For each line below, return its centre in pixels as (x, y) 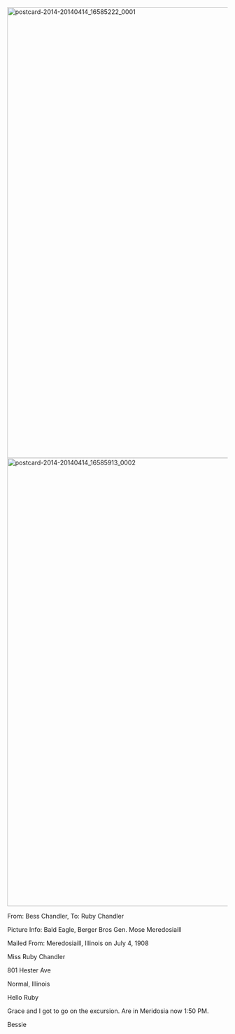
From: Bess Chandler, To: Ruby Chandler (66, 916)
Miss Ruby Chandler (36, 957)
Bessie (17, 1025)
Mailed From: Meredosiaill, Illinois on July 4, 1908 (78, 943)
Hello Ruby (23, 997)
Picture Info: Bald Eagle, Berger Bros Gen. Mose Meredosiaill (94, 929)
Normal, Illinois (29, 984)
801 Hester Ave (29, 970)
